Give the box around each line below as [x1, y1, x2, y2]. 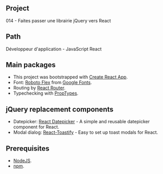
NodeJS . [13, 158, 32, 164]
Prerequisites [6, 144, 50, 153]
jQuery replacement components [6, 105, 114, 113]
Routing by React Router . [13, 85, 66, 91]
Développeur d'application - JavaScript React [6, 46, 102, 52]
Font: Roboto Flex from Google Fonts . [13, 79, 92, 85]
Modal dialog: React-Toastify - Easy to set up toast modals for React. [13, 129, 158, 135]
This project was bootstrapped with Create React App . [13, 74, 128, 80]
